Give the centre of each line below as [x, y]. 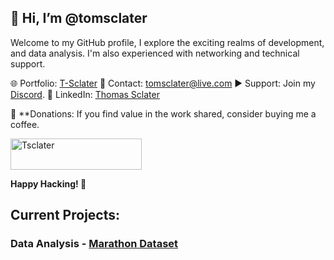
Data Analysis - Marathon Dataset [94, 244]
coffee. [25, 124]
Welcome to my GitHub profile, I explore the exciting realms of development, [167, 42]
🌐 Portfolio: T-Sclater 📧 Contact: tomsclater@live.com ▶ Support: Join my [163, 83]
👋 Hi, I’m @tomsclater [79, 18]
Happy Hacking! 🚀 [48, 183]
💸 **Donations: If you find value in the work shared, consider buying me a [163, 113]
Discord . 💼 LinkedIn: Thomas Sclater [85, 94]
